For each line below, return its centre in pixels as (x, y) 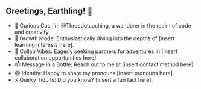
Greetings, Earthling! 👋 (49, 11)
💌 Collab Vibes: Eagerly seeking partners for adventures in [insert (96, 51)
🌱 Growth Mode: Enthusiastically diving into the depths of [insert (94, 38)
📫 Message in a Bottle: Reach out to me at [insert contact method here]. (105, 64)
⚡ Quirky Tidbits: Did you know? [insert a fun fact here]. (84, 79)
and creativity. (32, 32)
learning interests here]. (44, 44)
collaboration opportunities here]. (56, 57)
